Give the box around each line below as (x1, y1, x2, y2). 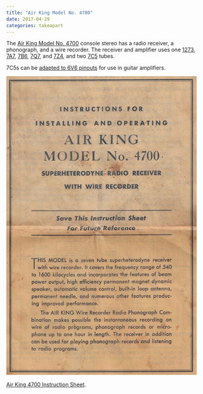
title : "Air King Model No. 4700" (6, 10, 94, 16)
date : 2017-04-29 (6, 16, 50, 22)
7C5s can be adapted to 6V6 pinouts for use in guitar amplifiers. (6, 64, 166, 72)
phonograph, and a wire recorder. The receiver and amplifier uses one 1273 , (6, 46, 196, 54)
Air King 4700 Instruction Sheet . (6, 381, 86, 388)
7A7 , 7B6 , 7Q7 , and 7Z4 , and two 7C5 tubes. (6, 52, 115, 60)
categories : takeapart (6, 22, 63, 28)
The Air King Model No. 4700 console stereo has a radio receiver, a (6, 40, 174, 47)
